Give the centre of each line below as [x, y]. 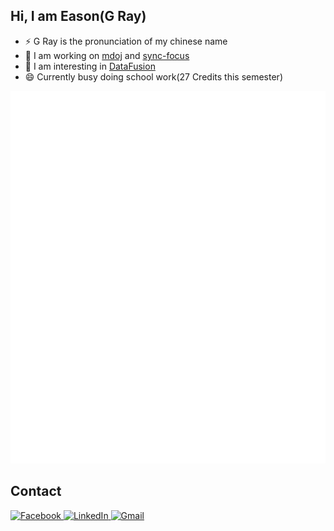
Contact [36, 491]
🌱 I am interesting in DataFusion [90, 66]
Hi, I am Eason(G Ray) [78, 16]
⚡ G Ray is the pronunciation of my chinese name [126, 41]
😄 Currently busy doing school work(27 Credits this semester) [153, 76]
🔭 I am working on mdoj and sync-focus [107, 55]
